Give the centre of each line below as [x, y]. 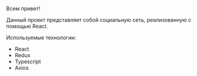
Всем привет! [23, 9]
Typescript [28, 62]
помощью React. [27, 26]
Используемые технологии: [41, 37]
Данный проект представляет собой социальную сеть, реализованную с [99, 20]
